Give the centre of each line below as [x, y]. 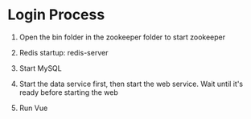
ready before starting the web [68, 92]
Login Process [56, 15]
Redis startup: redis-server [64, 52]
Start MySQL [40, 68]
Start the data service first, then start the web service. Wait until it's [131, 84]
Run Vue [33, 108]
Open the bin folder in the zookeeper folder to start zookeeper [122, 37]
